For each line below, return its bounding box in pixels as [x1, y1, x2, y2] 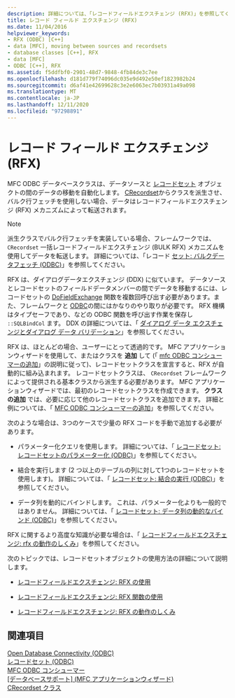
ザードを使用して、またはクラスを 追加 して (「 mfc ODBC [25, 351, 190, 359]
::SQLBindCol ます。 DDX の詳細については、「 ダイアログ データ [7, 319, 191, 327]
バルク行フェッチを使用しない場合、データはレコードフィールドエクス [7, 197, 210, 205]
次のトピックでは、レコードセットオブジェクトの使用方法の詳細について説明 [7, 554, 228, 562]
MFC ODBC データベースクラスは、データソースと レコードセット [7, 179, 197, 187]
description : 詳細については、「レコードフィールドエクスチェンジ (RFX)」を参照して [7, 10, 225, 17]
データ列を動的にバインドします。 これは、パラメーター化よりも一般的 [17, 498, 221, 506]
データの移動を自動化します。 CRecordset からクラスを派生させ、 [37, 188, 226, 197]
